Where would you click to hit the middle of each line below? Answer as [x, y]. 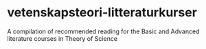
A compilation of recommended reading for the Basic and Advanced [103, 31]
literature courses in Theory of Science [62, 38]
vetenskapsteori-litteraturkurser [102, 13]
